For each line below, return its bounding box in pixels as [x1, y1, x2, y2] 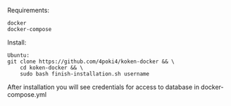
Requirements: [7, 6, 49, 14]
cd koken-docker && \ [20, 64, 83, 71]
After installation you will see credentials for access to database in [7, 83, 199, 91]
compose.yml [7, 90, 47, 98]
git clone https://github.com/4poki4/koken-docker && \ [7, 58, 175, 65]
